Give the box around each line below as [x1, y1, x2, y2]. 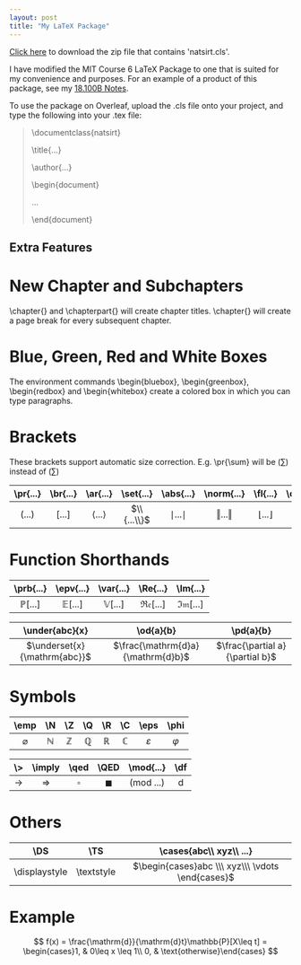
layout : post [9, 13, 58, 22]
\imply [31, 760, 60, 773]
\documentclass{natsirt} [30, 127, 121, 137]
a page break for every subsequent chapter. [9, 315, 172, 326]
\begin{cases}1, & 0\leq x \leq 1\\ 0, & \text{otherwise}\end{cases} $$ [22, 946, 279, 957]
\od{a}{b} [136, 624, 176, 636]
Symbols [9, 686, 76, 706]
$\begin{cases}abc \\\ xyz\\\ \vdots [133, 859, 279, 872]
